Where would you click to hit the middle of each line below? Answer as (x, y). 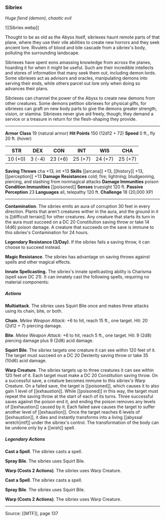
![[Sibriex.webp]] (22, 28)
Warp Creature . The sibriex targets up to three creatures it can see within (80, 370)
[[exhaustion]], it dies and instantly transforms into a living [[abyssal (74, 417)
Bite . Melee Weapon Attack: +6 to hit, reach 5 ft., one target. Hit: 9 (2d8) (78, 335)
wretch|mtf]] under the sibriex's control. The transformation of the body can (82, 422)
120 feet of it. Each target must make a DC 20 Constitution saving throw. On (82, 376)
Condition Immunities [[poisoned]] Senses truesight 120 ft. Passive (74, 187)
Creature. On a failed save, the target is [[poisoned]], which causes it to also (82, 386)
